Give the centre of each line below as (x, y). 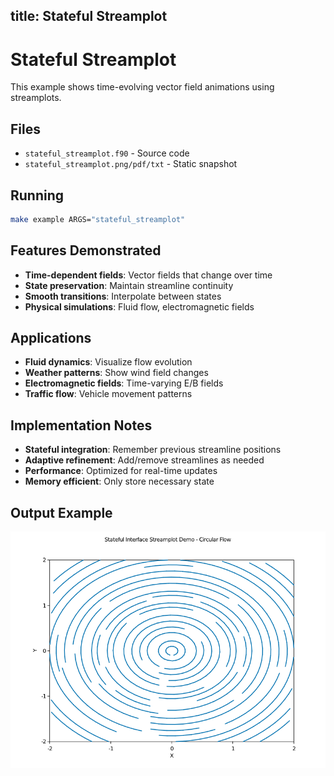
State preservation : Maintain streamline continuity (129, 285)
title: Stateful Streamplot (89, 16)
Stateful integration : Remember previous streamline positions (153, 450)
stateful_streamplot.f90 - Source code (107, 153)
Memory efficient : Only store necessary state (119, 481)
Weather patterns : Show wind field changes (116, 373)
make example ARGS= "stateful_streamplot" (98, 219)
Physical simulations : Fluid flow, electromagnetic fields (139, 306)
